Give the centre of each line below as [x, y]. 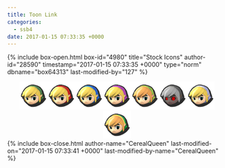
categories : [24, 22]
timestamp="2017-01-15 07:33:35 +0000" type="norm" [122, 65]
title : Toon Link [32, 15]
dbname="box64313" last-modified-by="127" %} [78, 72]
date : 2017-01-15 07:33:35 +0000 [56, 37]
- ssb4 [23, 29]
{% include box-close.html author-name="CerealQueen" [88, 144]
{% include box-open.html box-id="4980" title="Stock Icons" [95, 57]
